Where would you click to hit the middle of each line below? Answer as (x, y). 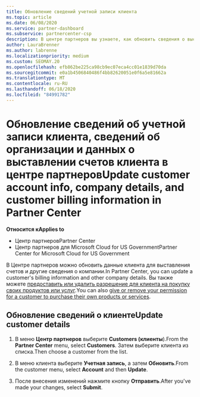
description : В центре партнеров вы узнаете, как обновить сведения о (96, 39)
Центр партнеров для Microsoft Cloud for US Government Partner (96, 247)
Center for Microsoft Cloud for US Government (72, 253)
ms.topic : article (29, 17)
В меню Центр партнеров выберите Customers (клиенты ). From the (101, 339)
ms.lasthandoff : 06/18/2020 (41, 89)
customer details (38, 325)
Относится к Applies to (35, 229)
